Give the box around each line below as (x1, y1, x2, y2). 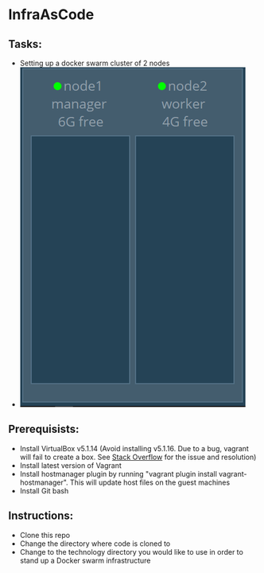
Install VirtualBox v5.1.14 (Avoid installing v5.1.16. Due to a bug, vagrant (19, 443, 249, 453)
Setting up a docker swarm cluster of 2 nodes (19, 58, 170, 68)
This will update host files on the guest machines (70, 477, 231, 487)
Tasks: (8, 37, 42, 51)
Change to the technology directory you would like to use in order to (19, 547, 244, 556)
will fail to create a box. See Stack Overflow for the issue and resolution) (19, 452, 257, 462)
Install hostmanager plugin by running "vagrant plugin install (19, 469, 217, 478)
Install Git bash (19, 485, 69, 495)
